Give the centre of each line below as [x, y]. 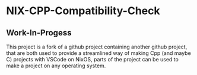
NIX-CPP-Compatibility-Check [83, 11]
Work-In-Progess [39, 33]
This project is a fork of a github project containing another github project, [97, 47]
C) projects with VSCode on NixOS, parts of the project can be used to [93, 59]
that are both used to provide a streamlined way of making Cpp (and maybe [99, 53]
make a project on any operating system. [56, 66]
